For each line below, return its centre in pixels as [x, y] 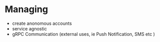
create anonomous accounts [42, 23]
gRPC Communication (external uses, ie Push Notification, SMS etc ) [84, 34]
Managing [27, 9]
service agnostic [29, 28]
